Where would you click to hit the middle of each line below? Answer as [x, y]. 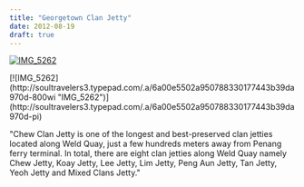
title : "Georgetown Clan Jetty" [70, 18]
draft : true [32, 34]
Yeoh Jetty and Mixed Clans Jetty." [75, 172]
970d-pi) [26, 117]
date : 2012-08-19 [42, 26]
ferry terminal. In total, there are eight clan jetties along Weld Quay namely [148, 153]
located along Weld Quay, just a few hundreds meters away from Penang [146, 144]
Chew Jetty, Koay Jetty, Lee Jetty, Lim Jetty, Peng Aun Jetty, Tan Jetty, [143, 163]
